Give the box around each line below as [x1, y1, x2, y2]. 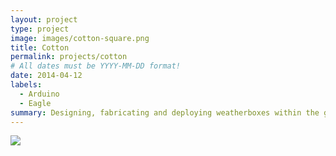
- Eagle [19, 98, 52, 108]
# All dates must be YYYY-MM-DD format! [10, 61, 182, 71]
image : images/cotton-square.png [10, 33, 150, 43]
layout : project [10, 14, 78, 25]
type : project [10, 24, 70, 34]
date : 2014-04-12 [10, 71, 83, 81]
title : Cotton [10, 42, 70, 53]
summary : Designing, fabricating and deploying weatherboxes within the [10, 107, 320, 118]
